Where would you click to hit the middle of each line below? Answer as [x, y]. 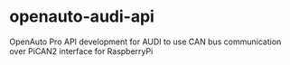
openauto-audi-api [82, 17]
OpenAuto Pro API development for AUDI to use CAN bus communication [145, 42]
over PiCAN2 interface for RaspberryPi [81, 51]
